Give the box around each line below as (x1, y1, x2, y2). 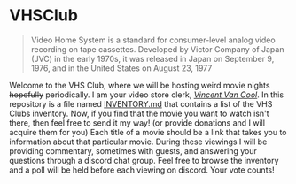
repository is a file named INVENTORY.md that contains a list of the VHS (9, 98, 273, 109)
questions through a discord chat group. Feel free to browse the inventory (9, 155, 279, 165)
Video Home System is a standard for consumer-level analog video (30, 34, 277, 45)
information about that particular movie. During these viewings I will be (9, 136, 268, 147)
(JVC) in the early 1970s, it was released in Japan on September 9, (30, 53, 275, 64)
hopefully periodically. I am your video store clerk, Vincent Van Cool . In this (9, 89, 284, 100)
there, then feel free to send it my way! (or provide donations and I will (9, 117, 266, 128)
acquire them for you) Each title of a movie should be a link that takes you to (9, 126, 287, 137)
